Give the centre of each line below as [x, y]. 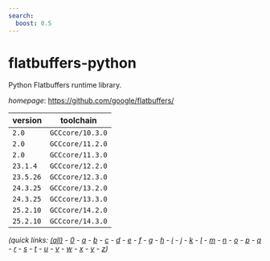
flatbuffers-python [72, 63]
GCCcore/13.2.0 [78, 188]
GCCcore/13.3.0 [78, 199]
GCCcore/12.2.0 [78, 166]
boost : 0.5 [34, 23]
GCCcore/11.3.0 [78, 155]
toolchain [79, 120]
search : [21, 16]
